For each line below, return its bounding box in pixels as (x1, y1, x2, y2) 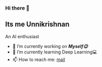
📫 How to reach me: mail (12, 56, 65, 62)
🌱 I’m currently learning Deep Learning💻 (12, 49, 97, 55)
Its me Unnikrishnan (5, 20, 70, 29)
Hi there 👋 (5, 5, 30, 12)
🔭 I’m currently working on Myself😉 (12, 43, 88, 49)
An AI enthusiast (5, 33, 39, 39)
